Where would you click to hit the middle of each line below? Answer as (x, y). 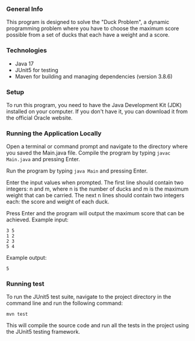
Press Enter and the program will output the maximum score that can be (95, 214)
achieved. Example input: (38, 220)
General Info (25, 9)
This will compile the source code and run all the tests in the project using (98, 325)
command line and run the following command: (65, 303)
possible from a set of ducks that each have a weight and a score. (88, 35)
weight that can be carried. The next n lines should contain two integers (95, 195)
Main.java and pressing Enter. (43, 159)
